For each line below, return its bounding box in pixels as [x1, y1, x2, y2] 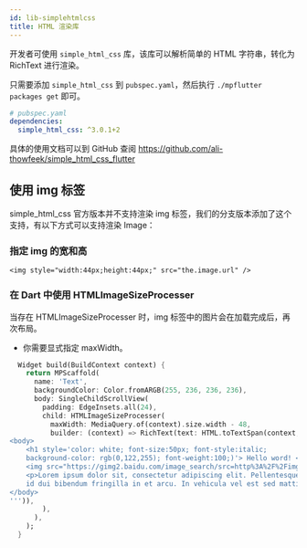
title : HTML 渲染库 [9, 22, 79, 31]
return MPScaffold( [26, 369, 101, 378]
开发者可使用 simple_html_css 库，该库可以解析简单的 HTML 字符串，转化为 [9, 47, 295, 59]
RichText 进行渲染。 [9, 59, 84, 70]
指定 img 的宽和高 [9, 244, 88, 257]
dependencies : [9, 117, 64, 126]
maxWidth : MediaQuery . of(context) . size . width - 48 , [49, 419, 251, 429]
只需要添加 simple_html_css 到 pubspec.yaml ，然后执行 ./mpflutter [9, 79, 262, 90]
